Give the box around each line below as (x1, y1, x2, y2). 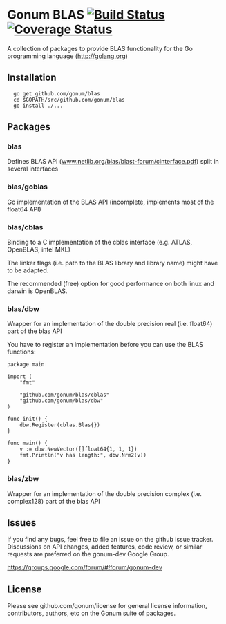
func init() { (7, 415, 48, 423)
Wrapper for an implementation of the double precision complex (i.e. (7, 489, 203, 498)
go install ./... (13, 102, 64, 109)
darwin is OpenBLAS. (7, 287, 68, 295)
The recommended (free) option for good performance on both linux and (7, 280, 214, 288)
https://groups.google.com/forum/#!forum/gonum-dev (7, 563, 162, 571)
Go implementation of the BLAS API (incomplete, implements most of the (7, 198, 214, 206)
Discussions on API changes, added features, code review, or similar (7, 542, 203, 551)
